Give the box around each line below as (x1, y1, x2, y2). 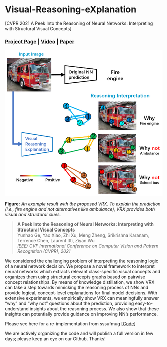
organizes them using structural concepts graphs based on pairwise (5, 274, 146, 280)
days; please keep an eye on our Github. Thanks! (5, 336, 106, 342)
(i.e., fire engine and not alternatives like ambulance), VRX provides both (5, 206, 155, 212)
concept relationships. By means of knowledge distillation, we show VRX (5, 279, 155, 285)
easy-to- (135, 300, 153, 307)
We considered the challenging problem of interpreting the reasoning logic (5, 258, 159, 264)
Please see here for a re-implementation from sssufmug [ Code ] (5, 321, 136, 327)
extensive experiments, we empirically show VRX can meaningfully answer (5, 295, 159, 301)
